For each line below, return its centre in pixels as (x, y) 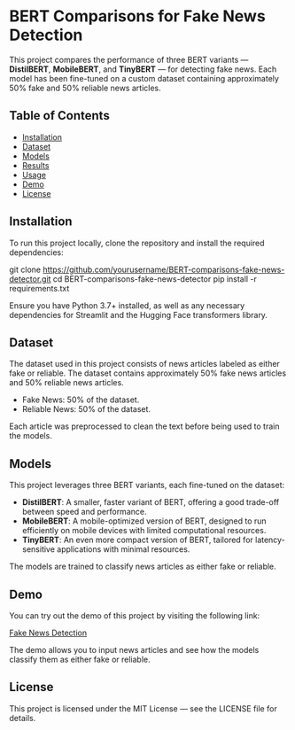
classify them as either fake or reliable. (80, 659)
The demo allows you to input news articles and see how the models (134, 650)
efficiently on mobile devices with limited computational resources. (144, 531)
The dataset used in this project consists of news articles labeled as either (145, 364)
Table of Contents (60, 116)
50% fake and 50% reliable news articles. (85, 88)
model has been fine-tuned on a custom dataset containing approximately (144, 78)
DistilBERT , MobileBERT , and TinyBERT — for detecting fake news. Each (143, 69)
